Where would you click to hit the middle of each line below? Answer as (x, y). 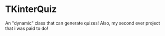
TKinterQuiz (31, 9)
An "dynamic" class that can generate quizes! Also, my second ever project (83, 23)
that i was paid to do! (27, 28)
